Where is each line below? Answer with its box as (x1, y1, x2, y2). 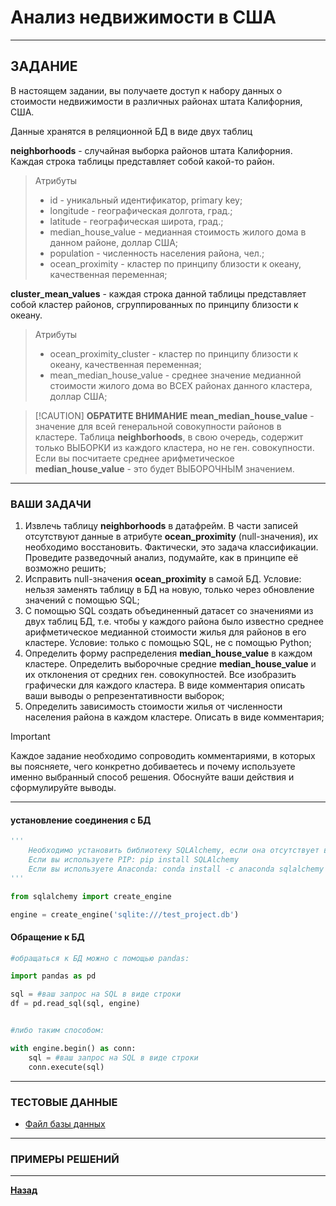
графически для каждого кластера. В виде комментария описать (24, 679, 306, 691)
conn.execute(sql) (28, 1062, 105, 1072)
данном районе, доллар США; (49, 236, 179, 248)
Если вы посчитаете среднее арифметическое (34, 452, 235, 464)
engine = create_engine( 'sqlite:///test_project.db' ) (10, 909, 240, 920)
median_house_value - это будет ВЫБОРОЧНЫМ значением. (34, 462, 295, 475)
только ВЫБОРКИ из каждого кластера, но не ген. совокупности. (34, 441, 315, 453)
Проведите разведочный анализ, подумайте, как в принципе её (24, 552, 299, 564)
